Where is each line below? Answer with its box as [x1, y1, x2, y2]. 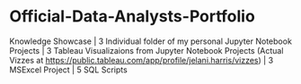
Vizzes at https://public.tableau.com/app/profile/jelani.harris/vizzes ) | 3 [9, 55, 274, 65]
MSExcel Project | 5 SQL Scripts [9, 64, 128, 75]
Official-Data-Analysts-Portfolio [9, 6, 256, 27]
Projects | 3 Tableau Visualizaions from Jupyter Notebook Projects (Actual [9, 45, 284, 55]
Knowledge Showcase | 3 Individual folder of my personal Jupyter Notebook [9, 36, 292, 46]
